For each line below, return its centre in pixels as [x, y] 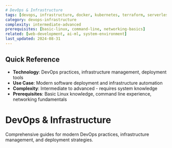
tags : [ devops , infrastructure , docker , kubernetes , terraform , [75, 15]
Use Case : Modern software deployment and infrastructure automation [88, 83]
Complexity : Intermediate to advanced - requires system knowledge [85, 88]
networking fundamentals [40, 99]
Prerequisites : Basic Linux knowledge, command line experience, [82, 94]
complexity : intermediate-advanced [43, 24]
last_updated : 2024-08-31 [33, 39]
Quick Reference [33, 60]
